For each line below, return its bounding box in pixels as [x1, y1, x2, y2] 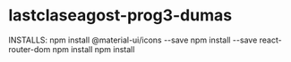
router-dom [8, 43, 51, 54]
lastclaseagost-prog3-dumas [8, 5, 233, 26]
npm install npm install [52, 43, 135, 54]
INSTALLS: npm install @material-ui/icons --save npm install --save [8, 35, 258, 45]
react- [259, 35, 283, 45]
